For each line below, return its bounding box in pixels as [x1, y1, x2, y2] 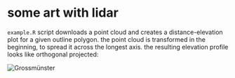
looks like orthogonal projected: [7, 50, 99, 58]
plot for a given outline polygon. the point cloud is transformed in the [7, 35, 206, 43]
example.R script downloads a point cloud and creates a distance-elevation [7, 28, 223, 36]
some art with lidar [7, 5, 119, 21]
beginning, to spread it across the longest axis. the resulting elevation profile [7, 42, 229, 51]
